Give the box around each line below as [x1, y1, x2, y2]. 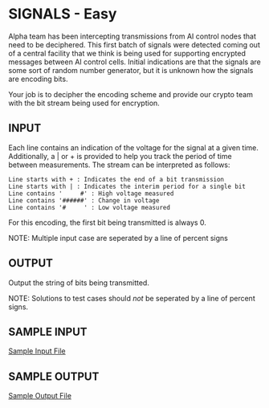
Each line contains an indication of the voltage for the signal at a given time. [8, 142, 259, 153]
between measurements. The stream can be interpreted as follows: [8, 160, 230, 169]
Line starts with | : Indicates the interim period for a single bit [8, 182, 247, 190]
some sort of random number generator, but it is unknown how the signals [8, 65, 254, 75]
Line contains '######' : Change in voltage [8, 196, 160, 205]
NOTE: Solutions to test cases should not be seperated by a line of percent [8, 293, 255, 303]
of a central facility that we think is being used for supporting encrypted [8, 48, 247, 58]
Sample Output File [8, 391, 72, 401]
